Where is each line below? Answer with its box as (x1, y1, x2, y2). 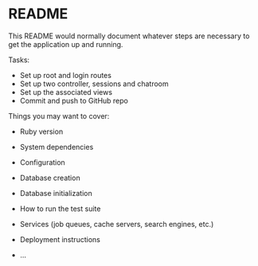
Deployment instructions (19, 234, 101, 244)
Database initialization (19, 188, 93, 198)
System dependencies (19, 142, 94, 151)
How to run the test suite (19, 204, 101, 213)
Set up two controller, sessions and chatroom (19, 79, 169, 88)
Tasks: (8, 55, 30, 65)
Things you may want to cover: (8, 111, 110, 120)
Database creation (19, 173, 81, 182)
